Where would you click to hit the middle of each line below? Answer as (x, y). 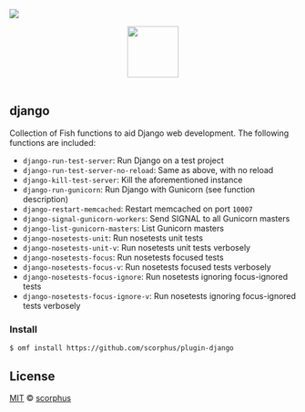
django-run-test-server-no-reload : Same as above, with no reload (148, 170)
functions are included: (53, 142)
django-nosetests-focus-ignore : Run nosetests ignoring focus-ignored (155, 276)
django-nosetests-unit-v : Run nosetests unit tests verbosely (137, 247)
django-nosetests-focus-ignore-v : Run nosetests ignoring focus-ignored (159, 295)
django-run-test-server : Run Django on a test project (123, 160)
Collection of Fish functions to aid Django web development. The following (149, 133)
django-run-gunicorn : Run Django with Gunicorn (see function (139, 189)
